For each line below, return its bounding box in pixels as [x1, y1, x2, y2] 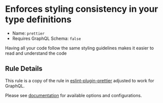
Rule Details [5, 65, 43, 73]
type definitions [5, 14, 72, 25]
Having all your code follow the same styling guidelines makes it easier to [5, 45, 154, 51]
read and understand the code [5, 50, 67, 56]
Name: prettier [12, 30, 45, 36]
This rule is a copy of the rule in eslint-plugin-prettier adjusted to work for [5, 77, 154, 83]
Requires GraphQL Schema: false [12, 35, 81, 41]
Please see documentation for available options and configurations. [5, 92, 142, 98]
